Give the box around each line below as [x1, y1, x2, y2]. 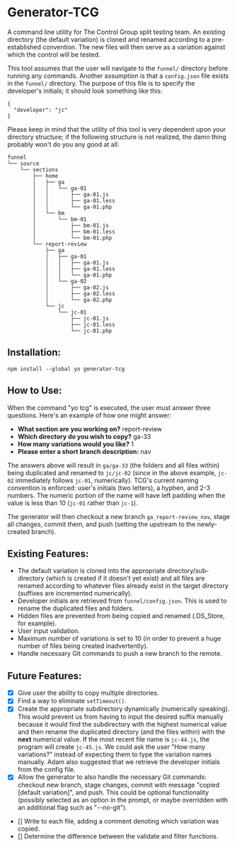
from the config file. [17, 766, 76, 774]
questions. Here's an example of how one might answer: [7, 411, 172, 419]
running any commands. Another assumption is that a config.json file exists [7, 72, 229, 80]
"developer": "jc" [13, 106, 69, 113]
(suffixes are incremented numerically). [17, 589, 132, 598]
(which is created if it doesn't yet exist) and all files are [45, 574, 205, 583]
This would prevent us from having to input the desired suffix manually [17, 712, 224, 721]
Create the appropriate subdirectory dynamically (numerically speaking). [17, 705, 230, 713]
